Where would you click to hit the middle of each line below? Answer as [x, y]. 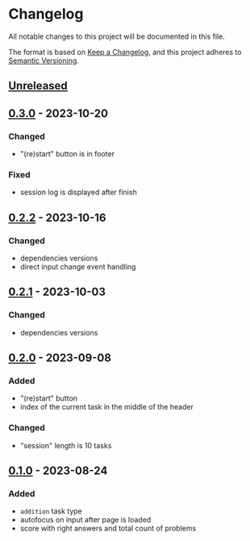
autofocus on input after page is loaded [85, 520]
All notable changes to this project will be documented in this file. [117, 36]
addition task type [51, 511]
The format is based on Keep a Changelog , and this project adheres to [125, 52]
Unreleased [38, 86]
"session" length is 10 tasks [66, 445]
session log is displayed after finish [78, 192]
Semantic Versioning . [44, 60]
